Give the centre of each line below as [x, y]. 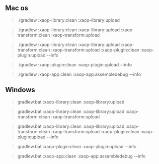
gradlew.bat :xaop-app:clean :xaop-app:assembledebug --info [81, 156]
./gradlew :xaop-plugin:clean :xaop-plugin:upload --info [75, 64]
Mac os [17, 8]
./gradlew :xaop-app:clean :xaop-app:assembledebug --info [79, 74]
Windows [20, 90]
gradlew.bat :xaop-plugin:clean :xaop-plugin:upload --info [77, 146]
